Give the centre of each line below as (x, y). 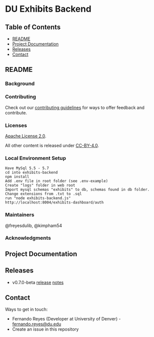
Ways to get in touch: (26, 310)
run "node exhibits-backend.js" (38, 198)
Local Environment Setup (36, 158)
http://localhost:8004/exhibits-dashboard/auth (55, 202)
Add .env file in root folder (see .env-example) (57, 181)
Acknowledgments (28, 238)
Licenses (16, 125)
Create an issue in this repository (45, 329)
